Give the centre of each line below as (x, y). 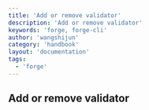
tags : (17, 60)
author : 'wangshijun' (44, 37)
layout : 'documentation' (49, 52)
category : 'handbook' (44, 45)
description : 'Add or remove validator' (76, 23)
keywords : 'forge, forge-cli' (58, 30)
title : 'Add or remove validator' (65, 15)
